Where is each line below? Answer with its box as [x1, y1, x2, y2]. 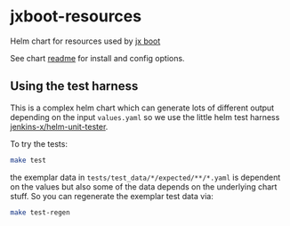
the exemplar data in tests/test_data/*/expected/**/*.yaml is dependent [10, 172, 281, 182]
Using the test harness [10, 78, 139, 94]
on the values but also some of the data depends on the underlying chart [10, 181, 278, 192]
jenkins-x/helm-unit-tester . [10, 121, 109, 132]
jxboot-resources [10, 6, 141, 27]
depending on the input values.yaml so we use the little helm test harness [10, 111, 280, 122]
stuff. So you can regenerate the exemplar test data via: [10, 190, 214, 201]
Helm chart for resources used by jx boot [10, 36, 161, 46]
